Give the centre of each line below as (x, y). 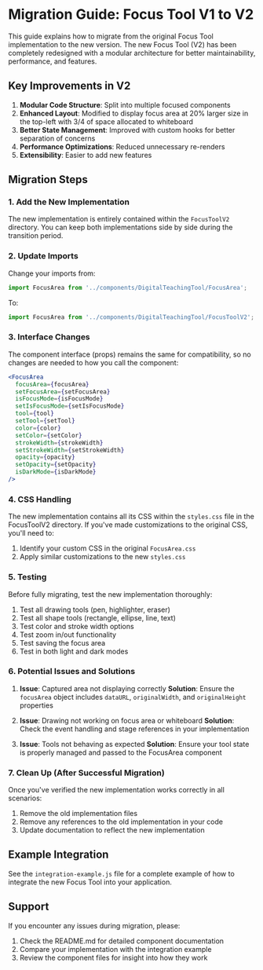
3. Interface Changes (49, 337)
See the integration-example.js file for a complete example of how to (122, 873)
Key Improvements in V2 (69, 86)
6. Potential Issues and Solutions (72, 672)
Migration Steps (48, 179)
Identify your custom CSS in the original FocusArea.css (108, 548)
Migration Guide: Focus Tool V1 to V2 (131, 15)
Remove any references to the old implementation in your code (121, 822)
